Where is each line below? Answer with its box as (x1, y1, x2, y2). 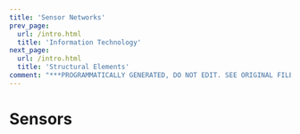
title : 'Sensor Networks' (9, 12, 105, 22)
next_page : (9, 46, 50, 55)
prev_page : (9, 21, 50, 30)
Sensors (9, 108, 73, 129)
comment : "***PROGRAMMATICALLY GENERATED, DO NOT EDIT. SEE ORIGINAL (9, 71, 274, 80)
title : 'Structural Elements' (17, 63, 129, 72)
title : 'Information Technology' (17, 37, 142, 47)
